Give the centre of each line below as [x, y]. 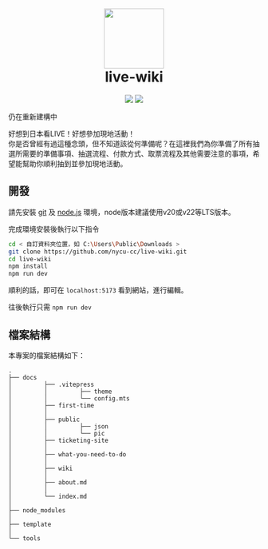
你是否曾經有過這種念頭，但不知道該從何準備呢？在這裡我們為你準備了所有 [130, 143]
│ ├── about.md [48, 482]
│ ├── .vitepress [51, 384]
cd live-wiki [30, 259]
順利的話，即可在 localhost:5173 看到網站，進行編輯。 [99, 290]
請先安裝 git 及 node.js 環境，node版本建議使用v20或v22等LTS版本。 [122, 212]
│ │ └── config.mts [69, 398]
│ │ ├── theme [60, 392]
